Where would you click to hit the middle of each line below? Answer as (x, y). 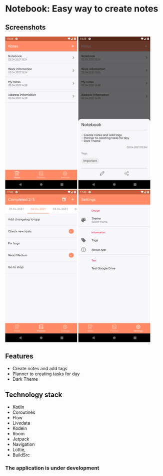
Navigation (23, 444)
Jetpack (21, 439)
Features (19, 356)
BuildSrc (21, 455)
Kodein (20, 428)
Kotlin (18, 407)
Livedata (21, 423)
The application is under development (52, 468)
